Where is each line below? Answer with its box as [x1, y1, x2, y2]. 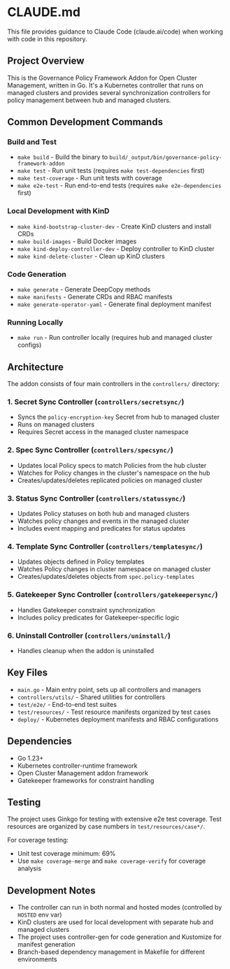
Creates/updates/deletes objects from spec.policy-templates [17, 573, 195, 581]
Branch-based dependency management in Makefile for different [17, 948, 205, 956]
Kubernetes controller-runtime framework [17, 761, 138, 770]
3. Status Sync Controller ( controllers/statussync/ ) [7, 494, 186, 503]
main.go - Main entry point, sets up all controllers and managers [17, 685, 201, 694]
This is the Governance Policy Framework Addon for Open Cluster [7, 73, 198, 82]
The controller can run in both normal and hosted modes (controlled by [17, 903, 222, 912]
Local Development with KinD [7, 206, 110, 216]
